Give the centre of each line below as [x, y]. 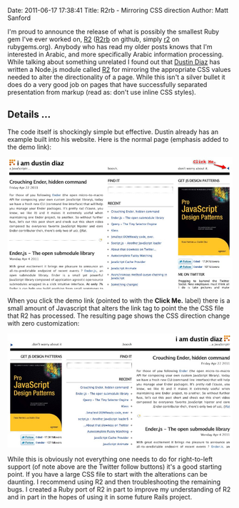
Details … [29, 114]
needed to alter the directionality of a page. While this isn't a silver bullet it [117, 77]
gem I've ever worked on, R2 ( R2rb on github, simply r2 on [93, 39]
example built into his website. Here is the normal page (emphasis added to [118, 139]
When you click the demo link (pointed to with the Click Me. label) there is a [119, 301]
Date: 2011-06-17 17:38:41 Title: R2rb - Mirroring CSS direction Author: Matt [118, 10]
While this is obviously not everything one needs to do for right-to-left [110, 459]
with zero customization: [44, 323]
